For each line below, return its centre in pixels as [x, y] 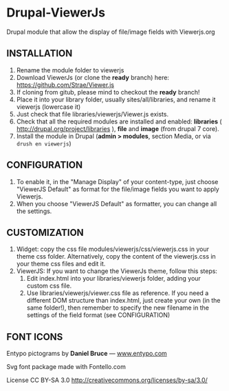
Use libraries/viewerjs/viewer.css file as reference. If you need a [118, 293]
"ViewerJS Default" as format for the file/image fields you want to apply [118, 189]
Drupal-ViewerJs [56, 13]
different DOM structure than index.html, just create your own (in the [123, 301]
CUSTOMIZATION [45, 232]
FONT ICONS [35, 337]
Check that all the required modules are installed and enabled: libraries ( [119, 121]
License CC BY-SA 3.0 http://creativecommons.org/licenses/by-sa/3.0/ [107, 380]
